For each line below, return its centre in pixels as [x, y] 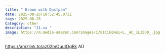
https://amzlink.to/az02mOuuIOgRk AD [45, 46]
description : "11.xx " [28, 28]
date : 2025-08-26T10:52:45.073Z [38, 14]
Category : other [22, 23]
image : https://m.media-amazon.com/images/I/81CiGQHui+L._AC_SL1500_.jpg [83, 32]
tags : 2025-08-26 [23, 19]
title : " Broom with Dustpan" [36, 10]
